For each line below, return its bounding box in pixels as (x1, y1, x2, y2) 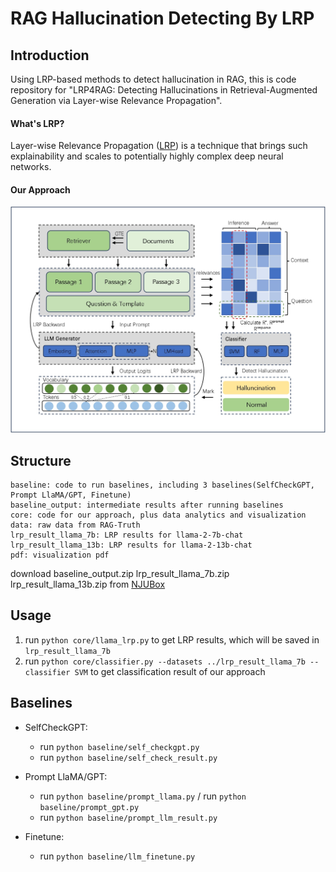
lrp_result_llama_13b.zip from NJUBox (10, 578, 166, 590)
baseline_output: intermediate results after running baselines (10, 500, 284, 510)
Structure (10, 452, 72, 469)
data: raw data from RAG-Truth (10, 520, 141, 530)
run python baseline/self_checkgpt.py (39, 740, 200, 752)
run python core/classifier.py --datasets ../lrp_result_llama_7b (24, 655, 306, 667)
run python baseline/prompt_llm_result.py (39, 811, 218, 823)
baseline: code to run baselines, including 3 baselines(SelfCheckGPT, (10, 480, 315, 490)
